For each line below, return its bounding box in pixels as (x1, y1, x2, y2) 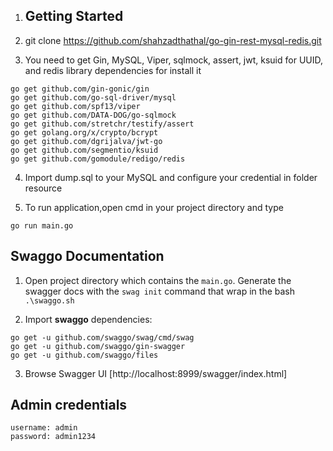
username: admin (10, 423, 78, 433)
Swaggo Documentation (10, 248, 165, 265)
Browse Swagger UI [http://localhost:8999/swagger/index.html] (24, 367, 288, 379)
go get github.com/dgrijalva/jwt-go (10, 136, 163, 146)
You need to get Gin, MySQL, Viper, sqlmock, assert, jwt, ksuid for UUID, (24, 54, 324, 66)
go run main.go (10, 220, 74, 231)
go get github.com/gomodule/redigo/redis (10, 154, 186, 164)
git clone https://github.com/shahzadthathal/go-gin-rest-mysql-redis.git (24, 34, 322, 46)
